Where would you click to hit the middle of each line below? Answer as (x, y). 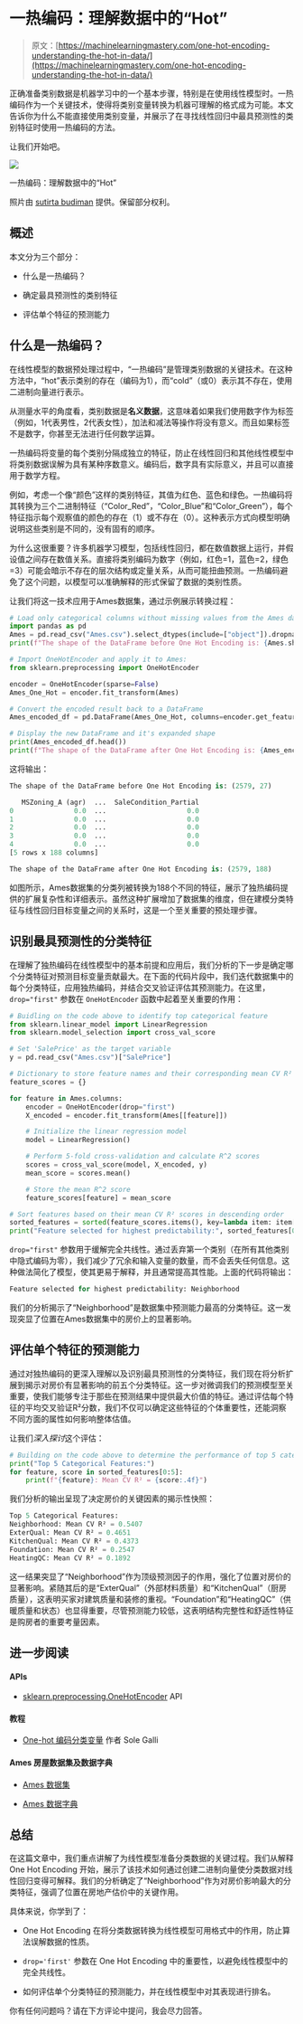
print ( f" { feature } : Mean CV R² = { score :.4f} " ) (116, 1480)
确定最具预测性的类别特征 (70, 295)
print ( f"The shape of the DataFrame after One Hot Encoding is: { (137, 751)
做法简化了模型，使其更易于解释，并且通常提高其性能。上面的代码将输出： (155, 1272)
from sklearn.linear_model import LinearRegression (108, 1024)
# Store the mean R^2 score (78, 1189)
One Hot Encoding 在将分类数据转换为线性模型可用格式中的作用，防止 (152, 1931)
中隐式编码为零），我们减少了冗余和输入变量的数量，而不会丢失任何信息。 (146, 1261)
